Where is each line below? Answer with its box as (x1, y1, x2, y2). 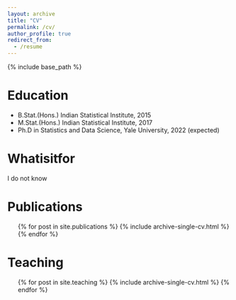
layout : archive (7, 10, 55, 18)
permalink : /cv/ (7, 23, 55, 30)
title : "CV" (7, 17, 43, 24)
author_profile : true (7, 30, 72, 37)
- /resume (13, 43, 43, 50)
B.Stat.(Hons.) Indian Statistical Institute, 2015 (17, 110, 152, 119)
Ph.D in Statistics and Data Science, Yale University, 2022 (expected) (17, 125, 220, 134)
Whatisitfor (7, 151, 76, 167)
